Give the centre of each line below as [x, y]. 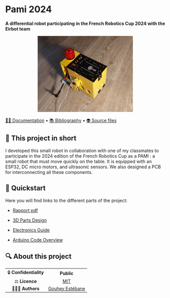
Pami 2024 [29, 9]
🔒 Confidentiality [26, 273]
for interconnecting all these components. [49, 172]
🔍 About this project [39, 257]
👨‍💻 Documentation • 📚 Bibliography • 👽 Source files [61, 120]
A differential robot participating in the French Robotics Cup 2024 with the [85, 23]
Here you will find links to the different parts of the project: [66, 200]
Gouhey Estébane [66, 288]
